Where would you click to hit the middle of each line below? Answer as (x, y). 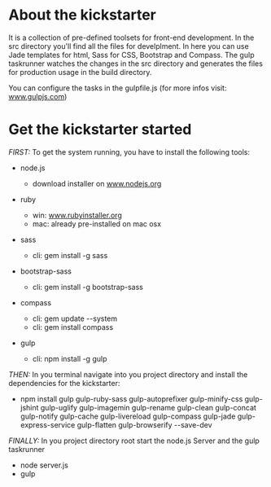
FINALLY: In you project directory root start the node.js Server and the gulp (134, 441)
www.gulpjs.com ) (38, 96)
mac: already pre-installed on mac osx (96, 224)
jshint (29, 407)
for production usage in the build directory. (80, 72)
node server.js (44, 465)
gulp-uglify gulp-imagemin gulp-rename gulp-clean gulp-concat (148, 407)
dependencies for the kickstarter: (64, 383)
